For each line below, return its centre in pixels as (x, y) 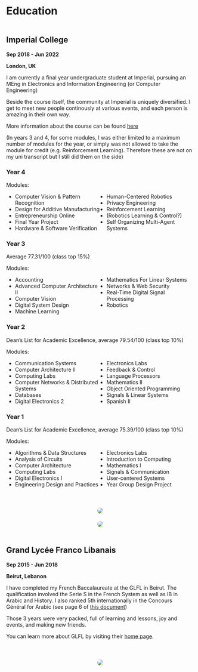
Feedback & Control (131, 369)
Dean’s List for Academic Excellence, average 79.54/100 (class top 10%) (95, 340)
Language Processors (133, 376)
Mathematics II (125, 382)
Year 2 (16, 327)
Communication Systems (45, 363)
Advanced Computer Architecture (56, 286)
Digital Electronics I (38, 478)
